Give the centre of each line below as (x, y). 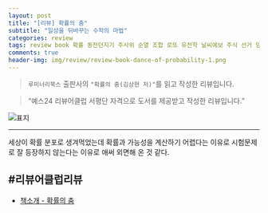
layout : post (30, 16)
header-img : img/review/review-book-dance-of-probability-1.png (117, 61)
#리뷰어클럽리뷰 (45, 180)
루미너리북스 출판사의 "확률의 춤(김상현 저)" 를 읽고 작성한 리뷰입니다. (131, 84)
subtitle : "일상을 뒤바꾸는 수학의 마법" (68, 30)
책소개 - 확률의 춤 (47, 200)
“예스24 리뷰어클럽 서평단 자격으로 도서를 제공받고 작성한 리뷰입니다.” (136, 101)
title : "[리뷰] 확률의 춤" (48, 23)
